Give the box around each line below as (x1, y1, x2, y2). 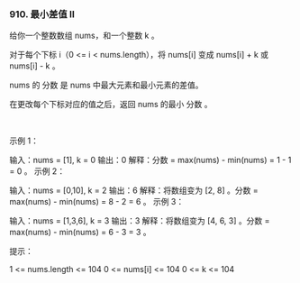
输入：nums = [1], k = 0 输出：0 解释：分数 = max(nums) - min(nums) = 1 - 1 (9, 155, 292, 166)
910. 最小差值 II (9, 7, 75, 20)
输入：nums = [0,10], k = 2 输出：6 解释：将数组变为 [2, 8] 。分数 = (9, 185, 259, 196)
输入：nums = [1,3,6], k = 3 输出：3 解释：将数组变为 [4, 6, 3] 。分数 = (9, 215, 270, 226)
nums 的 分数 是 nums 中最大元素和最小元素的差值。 (9, 79, 205, 91)
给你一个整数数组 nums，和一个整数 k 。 (9, 30, 159, 41)
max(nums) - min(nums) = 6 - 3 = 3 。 (9, 227, 151, 238)
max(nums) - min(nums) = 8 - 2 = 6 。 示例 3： (9, 196, 185, 207)
